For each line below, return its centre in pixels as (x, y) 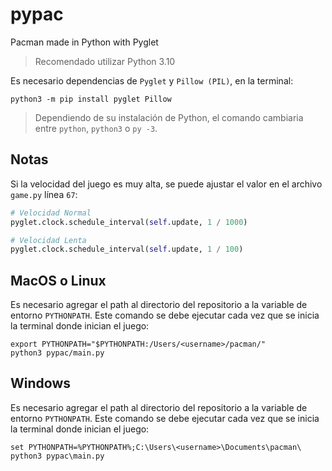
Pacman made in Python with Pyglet (84, 42)
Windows (40, 383)
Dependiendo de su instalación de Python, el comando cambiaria (169, 117)
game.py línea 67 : (44, 194)
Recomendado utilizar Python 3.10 (105, 61)
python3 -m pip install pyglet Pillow (91, 99)
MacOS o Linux (58, 280)
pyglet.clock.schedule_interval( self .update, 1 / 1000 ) (129, 222)
